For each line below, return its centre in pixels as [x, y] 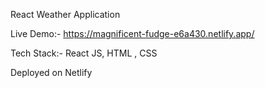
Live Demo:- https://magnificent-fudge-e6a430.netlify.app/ [132, 33]
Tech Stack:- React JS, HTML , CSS [84, 53]
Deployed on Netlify [51, 72]
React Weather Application [65, 14]
